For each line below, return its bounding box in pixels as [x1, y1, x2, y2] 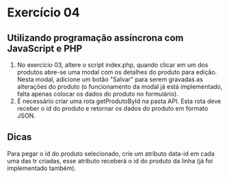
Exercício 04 [7, 5, 80, 20]
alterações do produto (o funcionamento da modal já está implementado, [16, 83, 223, 90]
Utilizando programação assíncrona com [7, 32, 184, 44]
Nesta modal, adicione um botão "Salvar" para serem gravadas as [16, 75, 204, 83]
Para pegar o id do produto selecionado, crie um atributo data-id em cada [7, 149, 215, 158]
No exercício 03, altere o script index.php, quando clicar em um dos [16, 61, 208, 69]
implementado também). [7, 164, 77, 172]
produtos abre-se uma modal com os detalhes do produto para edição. [16, 68, 217, 76]
